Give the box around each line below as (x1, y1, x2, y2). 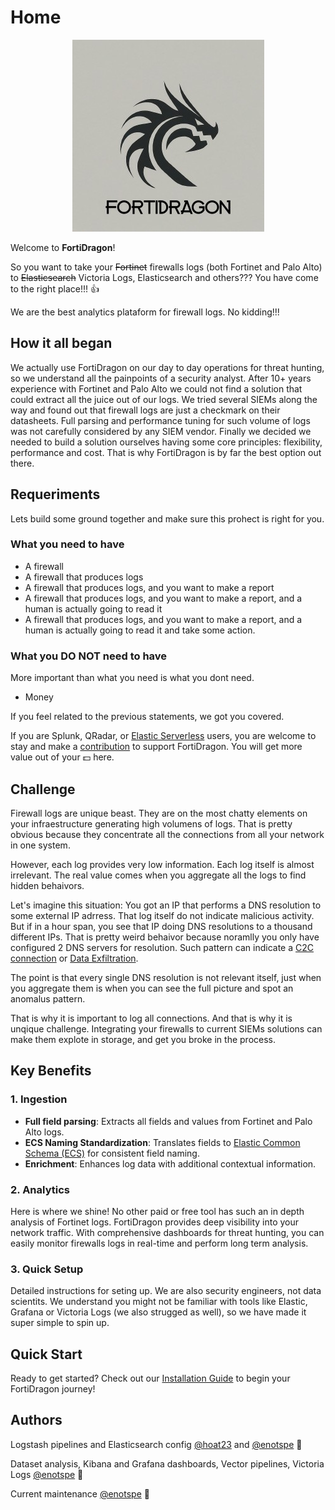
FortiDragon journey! (10, 1383, 96, 1395)
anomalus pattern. (10, 992, 86, 1005)
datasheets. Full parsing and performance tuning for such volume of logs (10, 414, 311, 426)
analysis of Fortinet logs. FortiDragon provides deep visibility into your (10, 1216, 300, 1228)
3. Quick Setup (10, 1262, 84, 1276)
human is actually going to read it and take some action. (24, 624, 256, 636)
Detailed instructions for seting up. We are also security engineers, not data (10, 1285, 322, 1297)
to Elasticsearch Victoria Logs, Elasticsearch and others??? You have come (10, 271, 319, 283)
